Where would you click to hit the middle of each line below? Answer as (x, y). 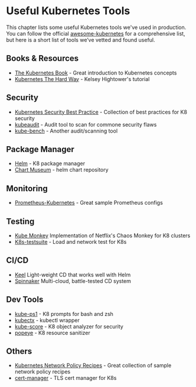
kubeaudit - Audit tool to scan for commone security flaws (86, 124)
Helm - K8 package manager (50, 163)
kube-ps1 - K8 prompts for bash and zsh (64, 314)
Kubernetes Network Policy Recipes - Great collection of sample (93, 366)
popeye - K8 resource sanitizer (52, 333)
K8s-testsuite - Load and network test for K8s (71, 242)
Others (19, 351)
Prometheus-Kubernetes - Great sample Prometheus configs (89, 203)
